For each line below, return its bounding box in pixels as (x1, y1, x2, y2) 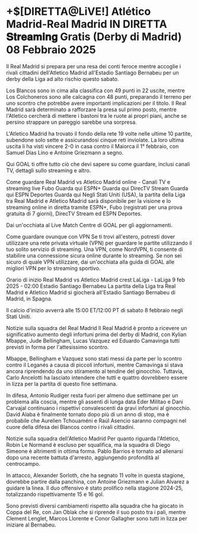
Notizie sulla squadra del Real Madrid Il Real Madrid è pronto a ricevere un (6, 324, 187, 331)
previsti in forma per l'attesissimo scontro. (6, 343, 109, 350)
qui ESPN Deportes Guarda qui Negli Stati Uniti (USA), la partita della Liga (6, 191, 186, 198)
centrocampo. (6, 460, 40, 467)
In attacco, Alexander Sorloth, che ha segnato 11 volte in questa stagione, (6, 472, 185, 479)
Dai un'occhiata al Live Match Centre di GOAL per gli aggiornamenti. (6, 221, 173, 228)
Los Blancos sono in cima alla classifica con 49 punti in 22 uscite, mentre (6, 87, 185, 94)
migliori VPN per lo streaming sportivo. (6, 264, 101, 272)
